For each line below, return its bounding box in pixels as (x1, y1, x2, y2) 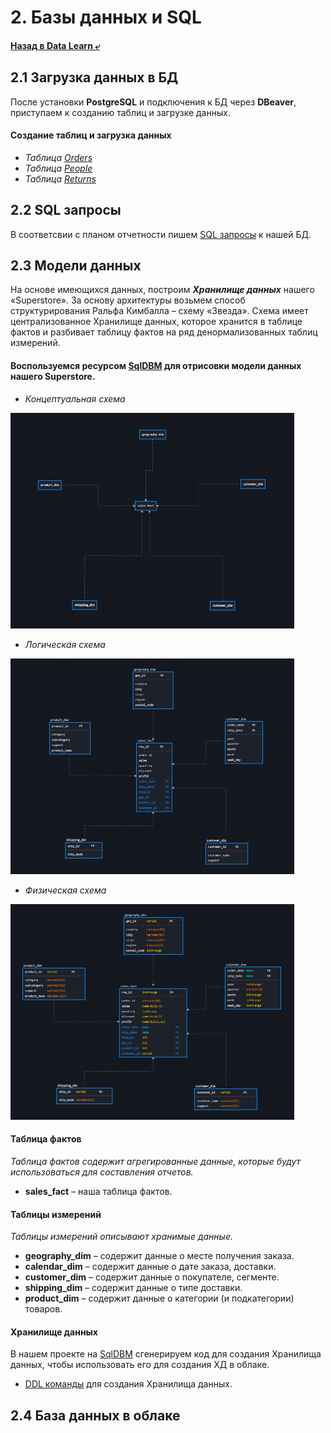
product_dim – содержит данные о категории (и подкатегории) (24, 1292, 295, 1305)
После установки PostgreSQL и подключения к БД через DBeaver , (10, 96, 297, 108)
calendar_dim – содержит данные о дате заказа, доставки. (24, 1261, 277, 1273)
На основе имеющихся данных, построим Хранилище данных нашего (10, 284, 315, 296)
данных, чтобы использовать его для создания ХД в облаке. (10, 1359, 270, 1371)
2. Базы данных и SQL (10, 6, 202, 29)
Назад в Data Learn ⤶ (10, 39, 101, 51)
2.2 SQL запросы (10, 202, 122, 219)
